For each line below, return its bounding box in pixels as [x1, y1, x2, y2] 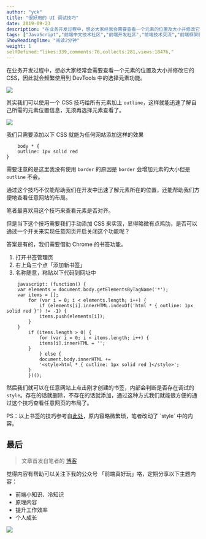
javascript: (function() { [17, 281, 86, 287]
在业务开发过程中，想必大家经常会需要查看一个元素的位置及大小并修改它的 [6, 66, 194, 74]
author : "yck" [6, 9, 43, 15]
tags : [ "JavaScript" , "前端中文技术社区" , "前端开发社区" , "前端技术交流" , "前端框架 [6, 32, 199, 38]
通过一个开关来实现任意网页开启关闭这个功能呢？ [6, 227, 130, 235]
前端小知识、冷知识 [15, 491, 64, 498]
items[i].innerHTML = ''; [39, 340, 105, 346]
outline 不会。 [6, 173, 44, 180]
